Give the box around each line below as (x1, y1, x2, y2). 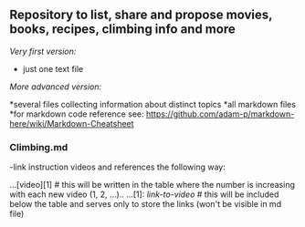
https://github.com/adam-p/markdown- (145, 108, 295, 119)
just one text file (22, 63, 84, 74)
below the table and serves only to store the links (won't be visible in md (9, 199, 281, 210)
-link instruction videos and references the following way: (9, 161, 226, 172)
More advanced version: (9, 81, 102, 92)
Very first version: (9, 46, 77, 57)
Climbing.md (9, 140, 68, 153)
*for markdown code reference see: (9, 108, 144, 119)
